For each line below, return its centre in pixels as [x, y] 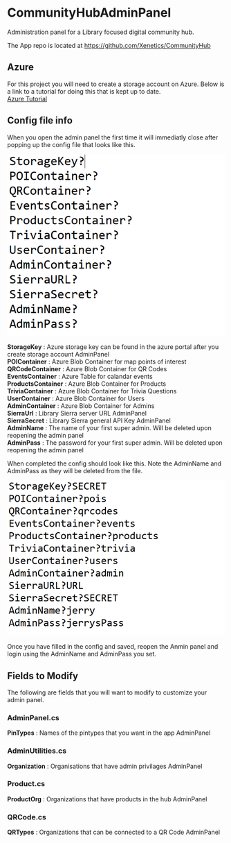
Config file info [40, 120]
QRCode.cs [27, 817]
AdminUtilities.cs [37, 751]
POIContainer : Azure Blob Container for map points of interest [97, 361]
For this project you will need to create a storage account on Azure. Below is [116, 84]
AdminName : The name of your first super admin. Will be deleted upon [110, 427]
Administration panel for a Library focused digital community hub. [101, 32]
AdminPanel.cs [34, 717]
